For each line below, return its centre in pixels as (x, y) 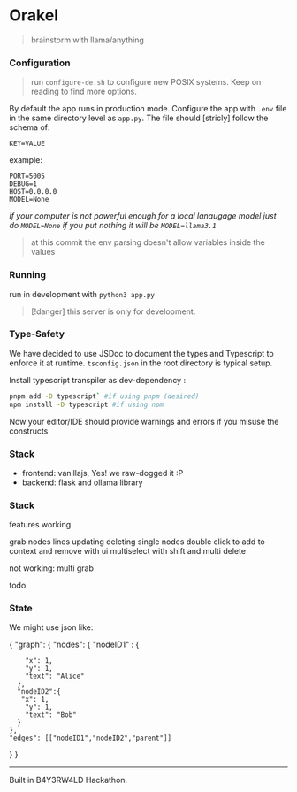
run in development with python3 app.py (82, 294)
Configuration (40, 63)
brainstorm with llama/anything (87, 40)
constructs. (30, 431)
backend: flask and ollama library (82, 482)
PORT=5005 (27, 177)
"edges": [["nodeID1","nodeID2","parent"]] (91, 738)
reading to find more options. (84, 92)
